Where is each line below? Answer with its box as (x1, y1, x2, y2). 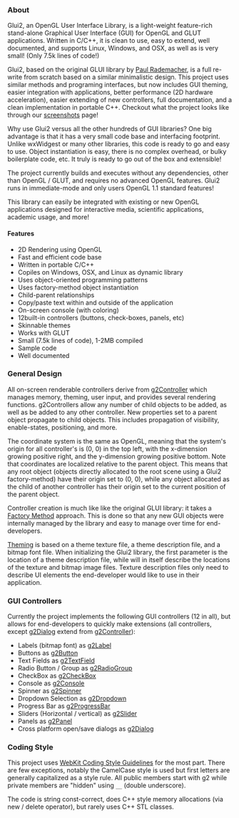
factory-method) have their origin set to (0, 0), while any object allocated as (7, 474, 230, 483)
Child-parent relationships (17, 290, 95, 299)
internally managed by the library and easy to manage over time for (7, 518, 205, 527)
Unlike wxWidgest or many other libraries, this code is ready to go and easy (7, 140, 230, 148)
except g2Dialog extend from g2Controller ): (7, 628, 136, 636)
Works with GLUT (17, 328, 70, 337)
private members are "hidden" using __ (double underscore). (7, 781, 186, 789)
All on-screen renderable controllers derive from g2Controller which (7, 385, 208, 394)
